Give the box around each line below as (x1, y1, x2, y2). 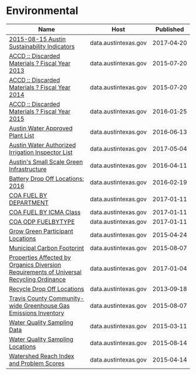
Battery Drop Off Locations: (9, 174, 85, 182)
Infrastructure (9, 165, 47, 173)
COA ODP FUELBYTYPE (9, 217, 75, 225)
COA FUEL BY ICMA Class (9, 208, 80, 216)
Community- (48, 294, 85, 302)
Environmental (6, 4, 79, 18)
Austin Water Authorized (9, 141, 76, 149)
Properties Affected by (9, 253, 71, 261)
